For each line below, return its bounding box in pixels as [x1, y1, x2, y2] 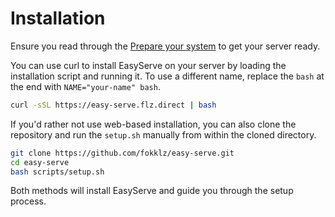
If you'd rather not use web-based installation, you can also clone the [10, 118, 297, 130]
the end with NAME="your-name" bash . [10, 80, 161, 92]
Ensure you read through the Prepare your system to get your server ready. [10, 40, 321, 52]
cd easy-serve [10, 157, 70, 167]
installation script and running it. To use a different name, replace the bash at [10, 70, 325, 82]
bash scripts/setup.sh [10, 167, 105, 177]
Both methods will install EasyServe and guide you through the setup [10, 185, 294, 197]
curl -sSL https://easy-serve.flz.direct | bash [10, 100, 217, 110]
